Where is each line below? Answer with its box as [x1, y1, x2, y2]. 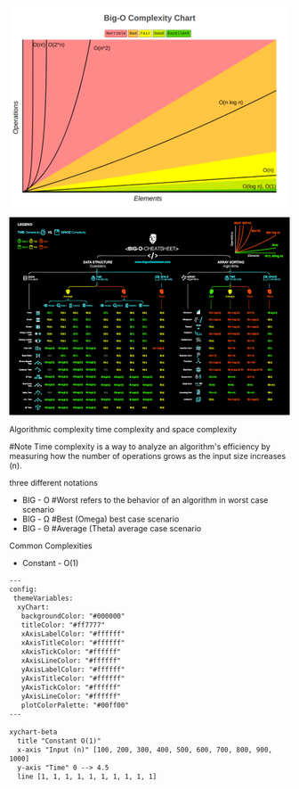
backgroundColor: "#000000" [20, 612, 125, 621]
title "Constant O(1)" [17, 736, 101, 745]
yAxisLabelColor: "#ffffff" [20, 665, 125, 674]
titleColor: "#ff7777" [20, 621, 105, 629]
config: [9, 585, 38, 594]
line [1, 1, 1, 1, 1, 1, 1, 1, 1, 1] [17, 772, 158, 781]
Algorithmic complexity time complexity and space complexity [9, 423, 238, 434]
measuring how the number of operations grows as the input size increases [9, 450, 287, 461]
